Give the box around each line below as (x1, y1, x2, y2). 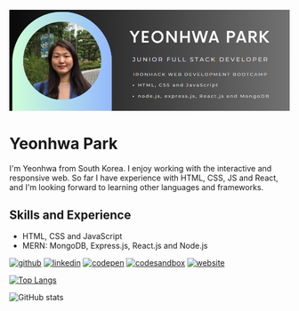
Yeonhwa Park (9, 133, 118, 154)
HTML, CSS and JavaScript (21, 231, 123, 242)
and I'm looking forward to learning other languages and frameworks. (9, 181, 264, 192)
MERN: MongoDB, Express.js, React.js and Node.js (21, 241, 208, 251)
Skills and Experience (9, 207, 132, 222)
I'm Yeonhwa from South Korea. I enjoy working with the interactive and (9, 163, 272, 173)
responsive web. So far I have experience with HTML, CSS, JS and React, (9, 172, 279, 183)
